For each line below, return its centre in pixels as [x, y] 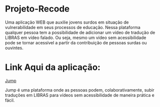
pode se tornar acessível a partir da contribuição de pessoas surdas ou [76, 42]
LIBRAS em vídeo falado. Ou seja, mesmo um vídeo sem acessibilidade [76, 38]
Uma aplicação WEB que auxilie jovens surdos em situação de [67, 22]
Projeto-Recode [37, 9]
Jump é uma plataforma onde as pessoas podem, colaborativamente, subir [80, 90]
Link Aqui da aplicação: [53, 67]
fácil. [10, 100]
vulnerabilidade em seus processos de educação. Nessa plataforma [73, 27]
